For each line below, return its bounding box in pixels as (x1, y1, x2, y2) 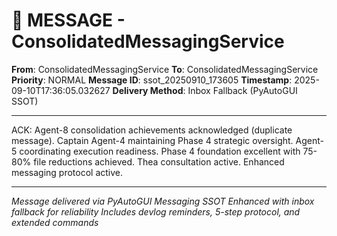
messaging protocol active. (11, 166, 124, 178)
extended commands (11, 216, 99, 228)
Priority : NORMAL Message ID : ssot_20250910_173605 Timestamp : (11, 74, 293, 86)
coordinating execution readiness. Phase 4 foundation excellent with (19, 145, 301, 157)
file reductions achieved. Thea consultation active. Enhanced (33, 155, 285, 168)
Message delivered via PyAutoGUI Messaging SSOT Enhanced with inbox (11, 195, 315, 207)
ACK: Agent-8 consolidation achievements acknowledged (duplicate (11, 124, 293, 136)
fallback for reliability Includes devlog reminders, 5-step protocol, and (11, 205, 301, 218)
